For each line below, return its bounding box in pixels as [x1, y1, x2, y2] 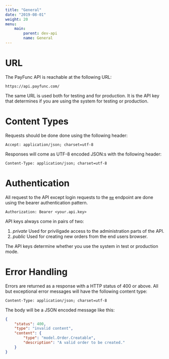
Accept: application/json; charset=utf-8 [5, 142, 94, 147]
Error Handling [5, 266, 68, 278]
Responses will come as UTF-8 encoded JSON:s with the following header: [5, 151, 162, 157]
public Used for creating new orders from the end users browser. [12, 233, 148, 239]
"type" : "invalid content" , [14, 326, 73, 331]
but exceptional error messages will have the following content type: [5, 288, 147, 294]
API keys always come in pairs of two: [5, 218, 84, 224]
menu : [5, 21, 17, 27]
